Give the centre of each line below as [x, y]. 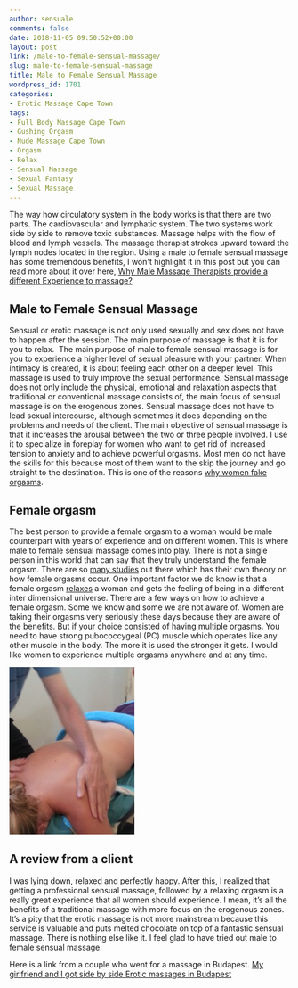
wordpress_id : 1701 [45, 85]
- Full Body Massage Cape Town [67, 122]
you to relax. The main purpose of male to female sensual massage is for [144, 350]
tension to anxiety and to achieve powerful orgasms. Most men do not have [148, 454]
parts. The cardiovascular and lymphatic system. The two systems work [141, 224]
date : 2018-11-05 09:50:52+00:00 [71, 37]
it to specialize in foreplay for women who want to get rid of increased [137, 444]
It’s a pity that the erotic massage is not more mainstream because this [139, 918]
